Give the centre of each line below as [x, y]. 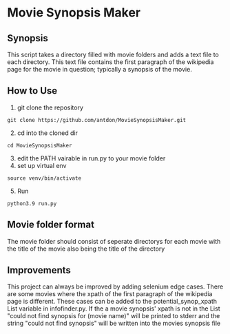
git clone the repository [50, 107]
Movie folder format [51, 225]
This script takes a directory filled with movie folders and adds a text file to [113, 54]
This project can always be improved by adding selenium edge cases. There [115, 286]
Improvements [39, 270]
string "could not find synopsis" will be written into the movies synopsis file [114, 323]
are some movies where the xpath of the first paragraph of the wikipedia [110, 294]
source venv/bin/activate [44, 178]
